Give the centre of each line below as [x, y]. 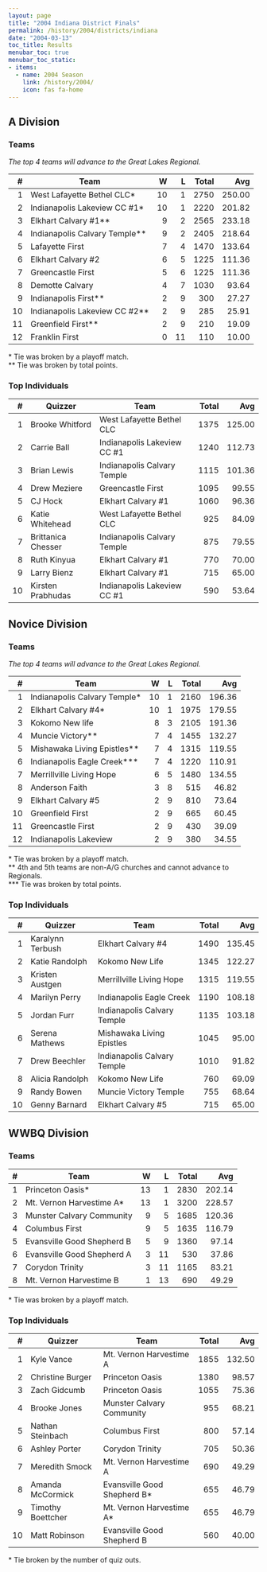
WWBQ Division [48, 1133]
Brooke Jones [56, 1408]
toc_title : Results [41, 45]
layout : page [30, 16]
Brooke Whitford [61, 425]
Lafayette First [58, 247]
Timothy [46, 1508]
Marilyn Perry [56, 998]
